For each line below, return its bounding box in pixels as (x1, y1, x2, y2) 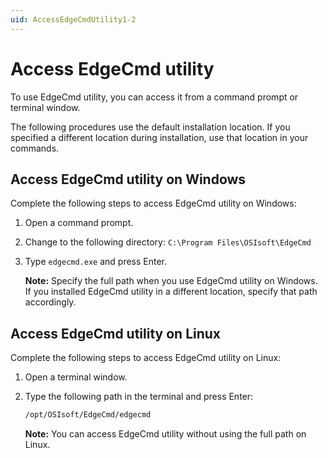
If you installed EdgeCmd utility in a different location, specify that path (24, 286, 318, 298)
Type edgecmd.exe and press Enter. (24, 256, 168, 268)
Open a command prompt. (24, 217, 134, 229)
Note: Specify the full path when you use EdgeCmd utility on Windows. (24, 275, 318, 287)
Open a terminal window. (24, 371, 128, 383)
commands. (10, 142, 60, 154)
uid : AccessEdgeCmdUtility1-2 (10, 14, 137, 25)
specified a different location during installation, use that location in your (10, 131, 309, 143)
